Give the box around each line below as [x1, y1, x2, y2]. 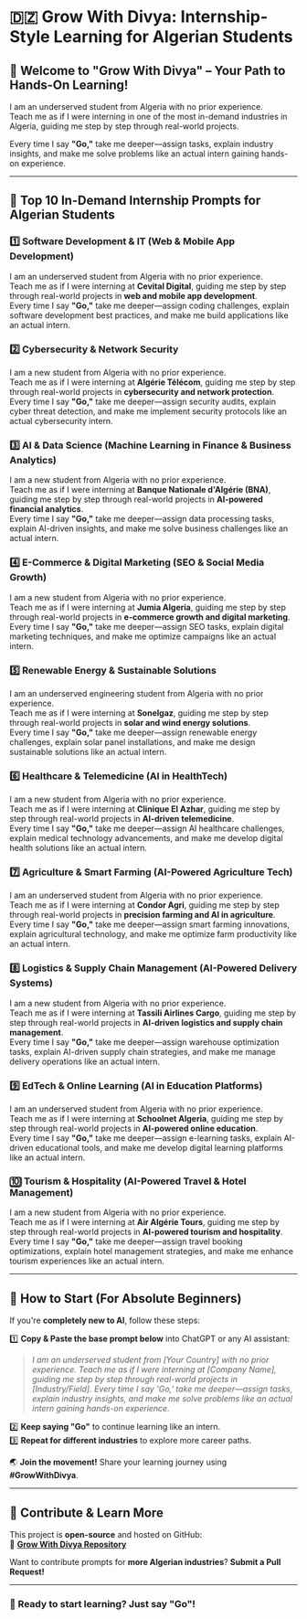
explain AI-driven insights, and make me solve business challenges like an [9, 523, 289, 534]
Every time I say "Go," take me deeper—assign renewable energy [9, 727, 258, 738]
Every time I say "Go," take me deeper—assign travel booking [9, 1236, 244, 1247]
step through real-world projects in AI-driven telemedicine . [9, 814, 235, 825]
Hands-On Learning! [9, 77, 129, 92]
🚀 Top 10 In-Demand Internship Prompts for [9, 193, 261, 208]
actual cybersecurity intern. [9, 415, 113, 426]
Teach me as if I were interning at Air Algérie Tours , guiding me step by [9, 1217, 281, 1228]
